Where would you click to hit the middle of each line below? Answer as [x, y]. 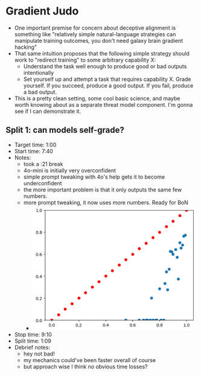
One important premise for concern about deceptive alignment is [95, 28]
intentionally [39, 72]
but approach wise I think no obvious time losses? [85, 367]
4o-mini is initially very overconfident [69, 170]
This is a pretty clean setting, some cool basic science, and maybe [97, 98]
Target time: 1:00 [35, 145]
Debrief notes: [32, 348]
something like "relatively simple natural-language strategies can [95, 34]
